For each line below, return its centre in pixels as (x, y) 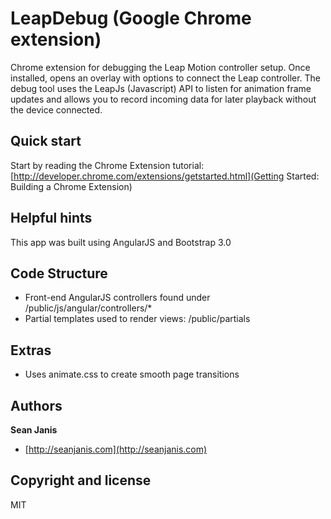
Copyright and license (81, 480)
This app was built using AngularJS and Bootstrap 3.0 (121, 242)
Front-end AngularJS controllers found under (117, 298)
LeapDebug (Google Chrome (131, 18)
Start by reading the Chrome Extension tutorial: (107, 165)
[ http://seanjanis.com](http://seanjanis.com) (116, 449)
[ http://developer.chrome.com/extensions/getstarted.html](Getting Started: (165, 176)
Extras (31, 350)
